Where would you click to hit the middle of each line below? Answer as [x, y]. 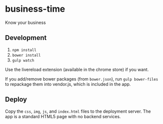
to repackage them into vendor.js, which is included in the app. [68, 84]
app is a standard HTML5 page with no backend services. [63, 116]
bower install [26, 55]
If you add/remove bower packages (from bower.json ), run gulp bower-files [81, 79]
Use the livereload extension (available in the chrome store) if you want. [77, 69]
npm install [24, 50]
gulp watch [23, 60]
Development [26, 38]
